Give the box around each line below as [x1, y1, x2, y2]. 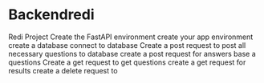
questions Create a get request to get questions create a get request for [8, 57, 246, 67]
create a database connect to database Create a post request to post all [8, 40, 246, 49]
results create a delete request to [8, 65, 118, 75]
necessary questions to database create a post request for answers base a [8, 49, 256, 58]
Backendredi [8, 6, 95, 24]
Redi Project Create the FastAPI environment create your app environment [8, 32, 254, 41]
